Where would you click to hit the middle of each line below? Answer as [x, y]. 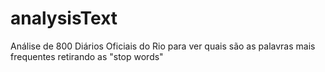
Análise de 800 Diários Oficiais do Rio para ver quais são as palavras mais [163, 46]
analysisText [64, 18]
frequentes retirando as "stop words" [87, 56]
